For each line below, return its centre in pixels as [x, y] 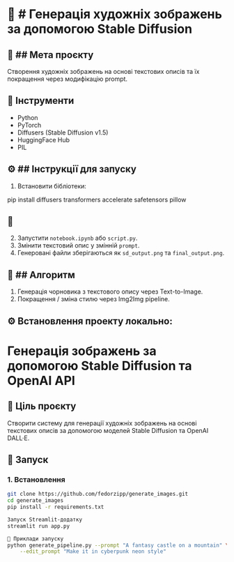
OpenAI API [41, 380]
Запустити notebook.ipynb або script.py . [77, 238]
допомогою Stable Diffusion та [100, 366]
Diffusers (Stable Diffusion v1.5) [63, 132]
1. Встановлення [36, 479]
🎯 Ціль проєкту [42, 406]
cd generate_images [36, 501]
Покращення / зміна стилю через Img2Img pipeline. [93, 299]
